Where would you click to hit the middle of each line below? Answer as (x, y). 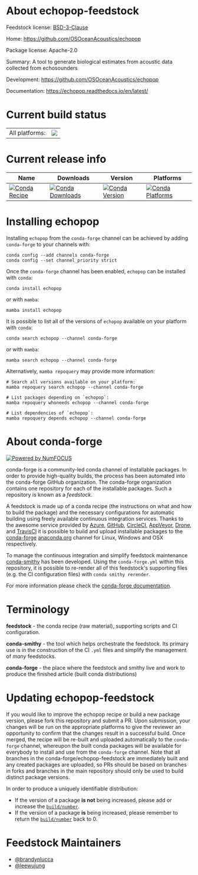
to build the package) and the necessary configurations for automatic (90, 512)
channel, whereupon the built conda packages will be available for (101, 745)
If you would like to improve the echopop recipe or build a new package (93, 714)
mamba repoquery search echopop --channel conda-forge (75, 387)
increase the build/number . (47, 806)
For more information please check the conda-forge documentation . (89, 585)
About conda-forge (54, 441)
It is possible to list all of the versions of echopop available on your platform (96, 321)
